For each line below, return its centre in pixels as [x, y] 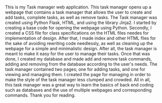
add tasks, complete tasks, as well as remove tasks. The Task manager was [81, 17]
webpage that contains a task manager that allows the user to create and [79, 12]
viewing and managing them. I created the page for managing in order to [78, 74]
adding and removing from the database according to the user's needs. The [81, 64]
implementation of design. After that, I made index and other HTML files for [81, 38]
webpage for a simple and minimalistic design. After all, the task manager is [81, 49]
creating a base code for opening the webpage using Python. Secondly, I [79, 28]
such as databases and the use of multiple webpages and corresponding [79, 90]
